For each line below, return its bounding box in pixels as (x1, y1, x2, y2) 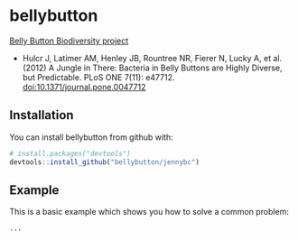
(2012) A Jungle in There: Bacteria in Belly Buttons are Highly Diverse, (22, 62, 283, 73)
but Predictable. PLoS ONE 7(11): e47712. (22, 71, 175, 82)
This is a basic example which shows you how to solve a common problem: (9, 207, 289, 217)
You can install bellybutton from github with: (9, 132, 173, 143)
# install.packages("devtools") (9, 149, 131, 158)
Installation (9, 107, 74, 123)
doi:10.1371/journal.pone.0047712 (22, 81, 146, 92)
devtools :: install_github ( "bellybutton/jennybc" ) (9, 157, 200, 167)
